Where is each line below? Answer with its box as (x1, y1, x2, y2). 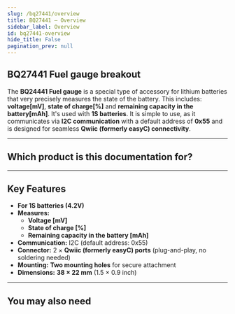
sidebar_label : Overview (7, 23, 80, 30)
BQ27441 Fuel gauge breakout (7, 69, 141, 80)
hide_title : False (7, 36, 61, 43)
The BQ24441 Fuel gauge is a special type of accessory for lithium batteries (7, 87, 227, 95)
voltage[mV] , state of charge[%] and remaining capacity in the (7, 102, 194, 110)
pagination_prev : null (7, 43, 73, 50)
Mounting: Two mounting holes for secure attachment (17, 261, 176, 269)
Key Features (7, 183, 66, 195)
